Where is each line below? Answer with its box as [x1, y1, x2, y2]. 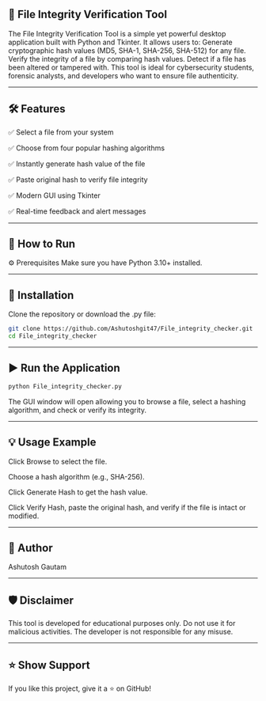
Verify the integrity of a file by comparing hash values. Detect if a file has [8, 54, 247, 63]
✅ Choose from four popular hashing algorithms [8, 143, 165, 153]
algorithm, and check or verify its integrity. [8, 405, 146, 415]
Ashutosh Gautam [8, 563, 67, 572]
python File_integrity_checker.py [8, 382, 123, 390]
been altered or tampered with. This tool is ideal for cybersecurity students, [8, 63, 255, 72]
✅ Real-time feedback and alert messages [8, 207, 146, 216]
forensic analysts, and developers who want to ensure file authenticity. [8, 70, 239, 80]
